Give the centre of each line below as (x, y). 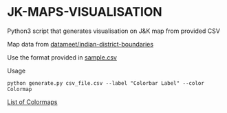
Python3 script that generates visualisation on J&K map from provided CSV (113, 31)
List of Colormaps (32, 102)
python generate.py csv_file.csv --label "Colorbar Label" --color (106, 83)
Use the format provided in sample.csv (62, 57)
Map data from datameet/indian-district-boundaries (80, 44)
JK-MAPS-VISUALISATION (85, 12)
